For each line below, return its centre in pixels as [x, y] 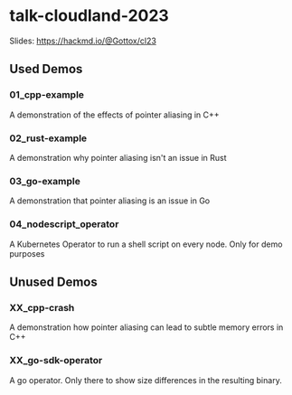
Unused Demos [53, 282]
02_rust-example [48, 138]
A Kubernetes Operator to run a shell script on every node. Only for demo [146, 244]
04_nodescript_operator [64, 224]
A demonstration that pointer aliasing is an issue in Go [110, 201]
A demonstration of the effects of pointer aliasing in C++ [114, 115]
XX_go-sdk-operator [56, 361]
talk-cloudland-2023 [89, 16]
